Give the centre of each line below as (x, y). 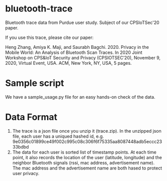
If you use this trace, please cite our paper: (49, 37)
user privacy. (26, 173)
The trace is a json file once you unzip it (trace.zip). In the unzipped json (87, 131)
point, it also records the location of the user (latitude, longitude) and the (87, 157)
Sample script (34, 83)
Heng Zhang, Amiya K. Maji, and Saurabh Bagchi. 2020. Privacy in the (77, 47)
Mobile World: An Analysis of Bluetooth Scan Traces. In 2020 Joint (74, 52)
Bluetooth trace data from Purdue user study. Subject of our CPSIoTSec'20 (82, 22)
